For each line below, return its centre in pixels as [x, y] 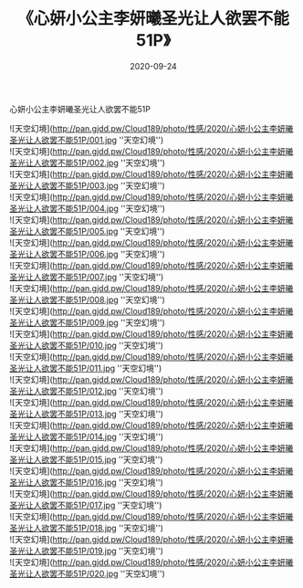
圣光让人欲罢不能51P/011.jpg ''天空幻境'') [86, 368]
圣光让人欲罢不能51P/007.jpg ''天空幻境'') [87, 277]
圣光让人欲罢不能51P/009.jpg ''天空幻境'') [88, 322]
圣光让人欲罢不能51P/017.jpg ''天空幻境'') [86, 505]
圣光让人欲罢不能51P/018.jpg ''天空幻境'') [87, 528]
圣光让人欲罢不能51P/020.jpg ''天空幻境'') [88, 573]
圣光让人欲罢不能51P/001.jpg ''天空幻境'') [87, 140]
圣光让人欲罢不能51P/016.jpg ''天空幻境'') [87, 482]
